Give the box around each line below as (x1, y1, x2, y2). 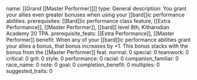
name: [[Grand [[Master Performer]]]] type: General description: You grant (6, 5, 187, 12)
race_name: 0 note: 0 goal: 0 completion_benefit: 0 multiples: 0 (6, 61, 160, 68)
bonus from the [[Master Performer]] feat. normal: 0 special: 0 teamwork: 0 (6, 49, 189, 55)
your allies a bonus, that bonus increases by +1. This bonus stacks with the (6, 42, 188, 49)
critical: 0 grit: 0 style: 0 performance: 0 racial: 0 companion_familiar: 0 (6, 55, 179, 62)
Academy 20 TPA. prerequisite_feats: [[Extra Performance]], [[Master (6, 30, 175, 37)
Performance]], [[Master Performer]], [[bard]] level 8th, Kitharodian (6, 24, 170, 31)
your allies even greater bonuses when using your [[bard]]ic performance (6, 11, 185, 18)
